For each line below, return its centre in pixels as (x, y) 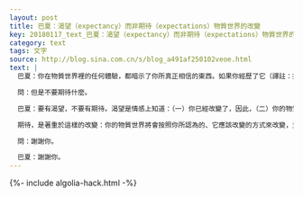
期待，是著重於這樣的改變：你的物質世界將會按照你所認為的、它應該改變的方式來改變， (155, 125)
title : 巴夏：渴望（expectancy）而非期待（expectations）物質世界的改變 (135, 26)
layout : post (34, 18)
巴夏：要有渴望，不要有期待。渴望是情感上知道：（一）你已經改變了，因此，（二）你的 (151, 109)
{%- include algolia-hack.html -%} (73, 183)
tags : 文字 (28, 51)
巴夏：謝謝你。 (41, 157)
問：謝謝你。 (38, 141)
